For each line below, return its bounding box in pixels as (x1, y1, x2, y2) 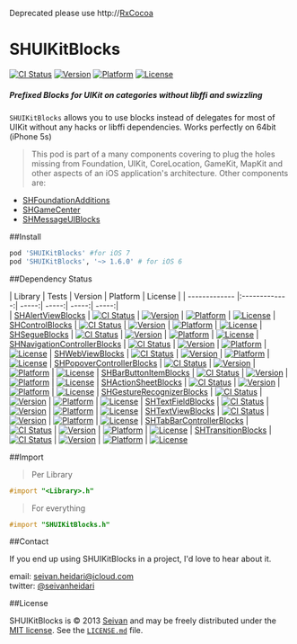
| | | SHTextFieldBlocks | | (48, 396, 269, 407)
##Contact (9, 536, 49, 547)
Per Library (31, 469, 74, 479)
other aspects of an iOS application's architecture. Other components (31, 167, 289, 178)
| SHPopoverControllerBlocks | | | (48, 357, 256, 368)
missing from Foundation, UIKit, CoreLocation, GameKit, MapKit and (31, 157, 284, 169)
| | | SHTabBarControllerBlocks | (48, 415, 249, 425)
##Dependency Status (9, 273, 92, 284)
